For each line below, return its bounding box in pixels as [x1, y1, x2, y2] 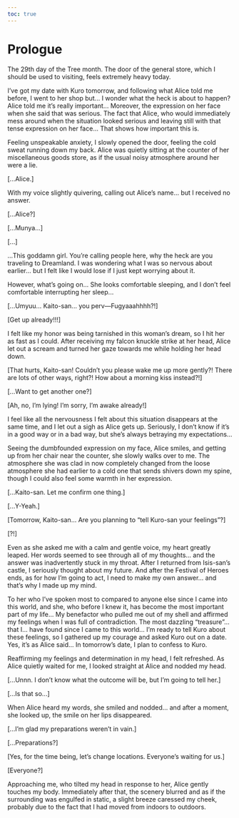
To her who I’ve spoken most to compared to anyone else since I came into [7, 595, 228, 603]
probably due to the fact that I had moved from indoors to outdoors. [7, 802, 207, 811]
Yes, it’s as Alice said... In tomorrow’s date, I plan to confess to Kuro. [7, 640, 208, 649]
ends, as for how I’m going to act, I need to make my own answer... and [7, 573, 217, 582]
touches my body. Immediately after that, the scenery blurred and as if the [7, 787, 226, 796]
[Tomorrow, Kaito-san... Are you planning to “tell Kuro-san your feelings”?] [7, 515, 226, 524]
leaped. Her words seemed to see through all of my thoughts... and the [7, 551, 215, 559]
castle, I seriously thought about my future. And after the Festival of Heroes [7, 566, 229, 574]
